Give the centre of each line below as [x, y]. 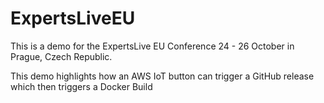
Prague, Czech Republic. [61, 56]
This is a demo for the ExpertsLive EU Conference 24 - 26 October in [152, 46]
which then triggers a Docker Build [81, 86]
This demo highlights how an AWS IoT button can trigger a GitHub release [162, 76]
